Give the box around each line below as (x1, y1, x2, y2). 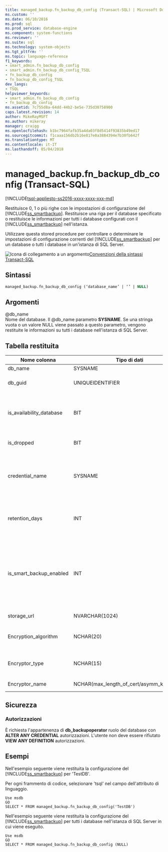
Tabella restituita (5, 341, 59, 350)
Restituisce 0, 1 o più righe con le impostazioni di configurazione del (5, 205, 145, 211)
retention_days (7, 515, 42, 522)
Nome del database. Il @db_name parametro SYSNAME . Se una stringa (5, 316, 153, 322)
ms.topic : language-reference (5, 53, 68, 59)
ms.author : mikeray (5, 118, 46, 124)
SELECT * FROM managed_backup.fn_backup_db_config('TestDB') (5, 804, 135, 809)
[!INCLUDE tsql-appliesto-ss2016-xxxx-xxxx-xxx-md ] (5, 195, 114, 201)
